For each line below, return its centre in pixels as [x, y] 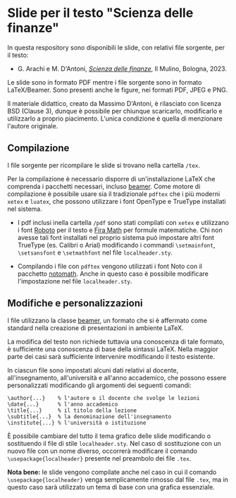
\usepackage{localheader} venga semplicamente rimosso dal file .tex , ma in [118, 479]
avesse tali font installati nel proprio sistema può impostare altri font [116, 237]
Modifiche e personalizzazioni [75, 304]
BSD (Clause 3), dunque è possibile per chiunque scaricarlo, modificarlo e [115, 111]
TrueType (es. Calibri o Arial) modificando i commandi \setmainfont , [116, 245]
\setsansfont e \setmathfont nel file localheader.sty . [95, 253]
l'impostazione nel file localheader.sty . [75, 281]
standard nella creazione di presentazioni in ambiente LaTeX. [96, 328]
